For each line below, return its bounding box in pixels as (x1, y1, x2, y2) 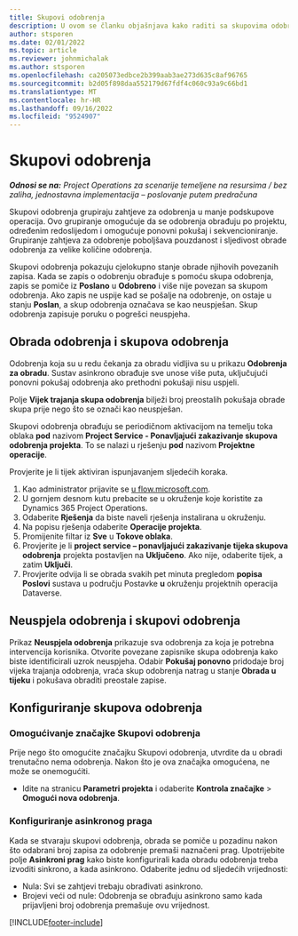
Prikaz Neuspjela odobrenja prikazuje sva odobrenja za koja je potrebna (9, 636, 275, 647)
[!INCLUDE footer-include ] (9, 916, 104, 927)
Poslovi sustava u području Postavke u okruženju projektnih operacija (21, 578, 278, 588)
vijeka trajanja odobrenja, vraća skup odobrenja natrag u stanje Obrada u (9, 665, 277, 676)
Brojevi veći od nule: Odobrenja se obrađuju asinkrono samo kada (21, 890, 263, 900)
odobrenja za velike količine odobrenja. (9, 244, 153, 255)
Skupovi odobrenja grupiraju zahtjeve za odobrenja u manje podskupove (9, 206, 275, 218)
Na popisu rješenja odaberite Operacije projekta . (21, 521, 202, 532)
